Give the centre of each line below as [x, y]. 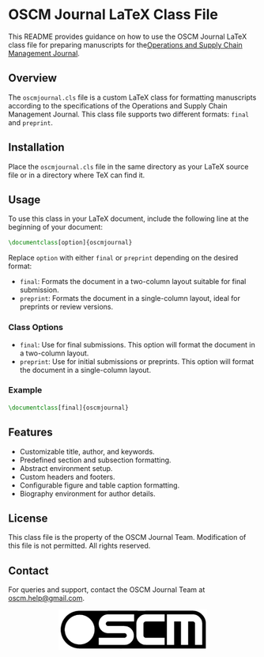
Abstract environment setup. [66, 468]
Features [30, 433]
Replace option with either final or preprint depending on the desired [123, 258]
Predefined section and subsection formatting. [95, 460]
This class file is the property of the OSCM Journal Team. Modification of [127, 537]
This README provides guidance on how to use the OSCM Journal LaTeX [128, 36]
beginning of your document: [55, 227]
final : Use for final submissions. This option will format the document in [137, 344]
